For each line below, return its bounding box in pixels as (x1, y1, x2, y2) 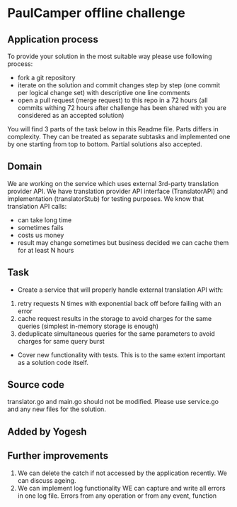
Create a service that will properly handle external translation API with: (17, 285, 224, 294)
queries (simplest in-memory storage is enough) (17, 322, 159, 330)
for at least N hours (17, 246, 74, 254)
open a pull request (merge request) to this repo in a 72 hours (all (17, 96, 208, 104)
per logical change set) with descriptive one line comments (17, 89, 191, 97)
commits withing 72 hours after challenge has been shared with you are (17, 104, 226, 111)
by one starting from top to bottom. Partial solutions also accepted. (7, 140, 203, 148)
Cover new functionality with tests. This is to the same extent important (17, 350, 226, 359)
